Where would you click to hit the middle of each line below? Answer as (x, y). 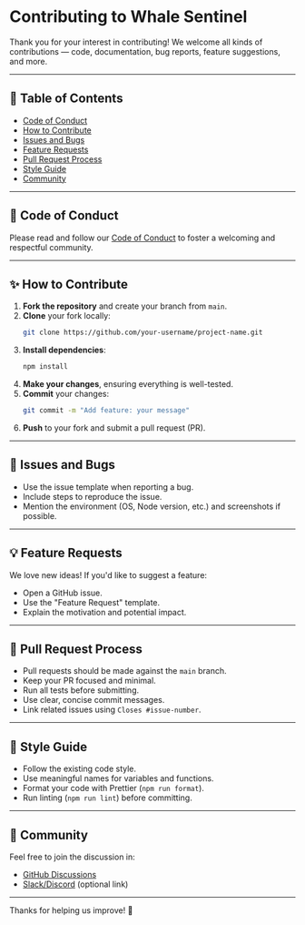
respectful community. (51, 247)
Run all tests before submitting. (81, 690)
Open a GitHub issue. (62, 593)
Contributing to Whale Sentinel (128, 17)
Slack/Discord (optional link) (75, 884)
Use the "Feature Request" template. (91, 602)
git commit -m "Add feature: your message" (106, 411)
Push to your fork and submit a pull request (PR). (114, 428)
